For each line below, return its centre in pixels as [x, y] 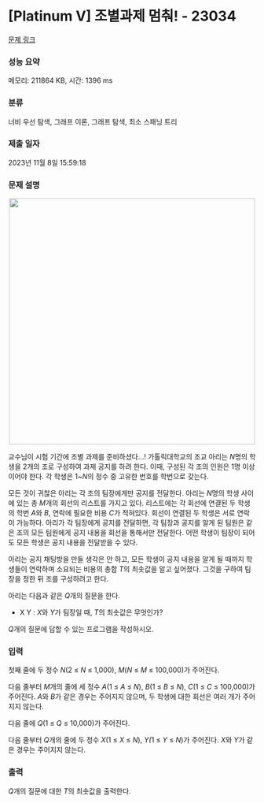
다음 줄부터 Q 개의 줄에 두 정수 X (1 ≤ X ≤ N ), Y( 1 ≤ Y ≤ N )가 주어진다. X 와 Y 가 [126, 740]
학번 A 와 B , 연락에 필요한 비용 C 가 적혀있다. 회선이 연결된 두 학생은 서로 [126, 513]
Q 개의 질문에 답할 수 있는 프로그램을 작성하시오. [81, 629]
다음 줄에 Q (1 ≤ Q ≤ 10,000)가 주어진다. [69, 723]
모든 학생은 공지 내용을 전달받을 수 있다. [77, 543]
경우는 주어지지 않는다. [51, 750]
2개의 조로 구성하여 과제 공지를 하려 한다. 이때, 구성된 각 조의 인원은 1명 [132, 467]
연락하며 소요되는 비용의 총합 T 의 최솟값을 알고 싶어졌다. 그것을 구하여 [136, 569]
